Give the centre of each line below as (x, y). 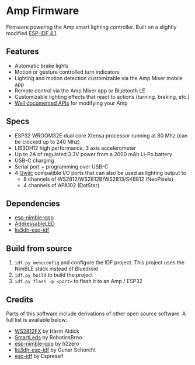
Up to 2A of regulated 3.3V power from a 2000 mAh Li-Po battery (93, 154)
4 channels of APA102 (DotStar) (61, 185)
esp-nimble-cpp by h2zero (47, 344)
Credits (20, 299)
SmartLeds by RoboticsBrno (48, 337)
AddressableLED (35, 224)
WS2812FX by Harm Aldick (47, 331)
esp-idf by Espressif (39, 356)
